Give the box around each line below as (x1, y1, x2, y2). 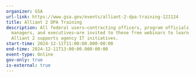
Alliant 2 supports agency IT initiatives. (11, 35, 118, 41)
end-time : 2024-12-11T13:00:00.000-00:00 (6, 46, 108, 52)
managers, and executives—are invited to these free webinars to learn (11, 30, 190, 36)
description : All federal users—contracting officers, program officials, (6, 24, 192, 31)
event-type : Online (6, 52, 54, 57)
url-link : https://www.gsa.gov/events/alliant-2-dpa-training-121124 (6, 14, 179, 20)
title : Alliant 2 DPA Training (6, 19, 82, 25)
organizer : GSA (6, 8, 43, 14)
